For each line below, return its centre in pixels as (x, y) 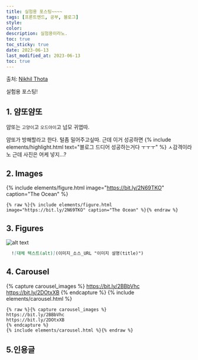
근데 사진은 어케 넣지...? (39, 155)
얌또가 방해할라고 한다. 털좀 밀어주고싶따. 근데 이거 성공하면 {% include (89, 140)
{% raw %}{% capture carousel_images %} (57, 309)
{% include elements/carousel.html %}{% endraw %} (70, 330)
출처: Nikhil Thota (27, 79)
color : (14, 28)
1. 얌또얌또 (24, 112)
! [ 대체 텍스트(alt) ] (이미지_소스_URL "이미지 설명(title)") (77, 253)
